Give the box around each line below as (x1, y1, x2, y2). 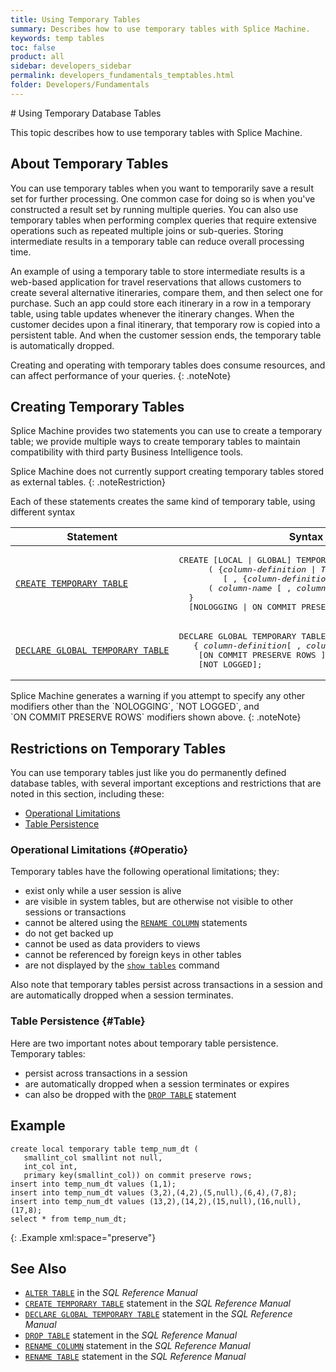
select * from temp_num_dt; (10, 1214, 128, 1224)
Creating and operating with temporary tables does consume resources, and (10, 359, 326, 371)
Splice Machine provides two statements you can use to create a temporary (10, 425, 323, 437)
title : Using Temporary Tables (10, 14, 141, 25)
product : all (10, 52, 65, 62)
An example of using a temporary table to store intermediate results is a (10, 265, 306, 277)
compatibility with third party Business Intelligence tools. (10, 446, 244, 458)
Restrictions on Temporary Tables (10, 740, 227, 757)
